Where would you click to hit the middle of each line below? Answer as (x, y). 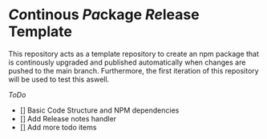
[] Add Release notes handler (68, 118)
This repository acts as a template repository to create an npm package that (133, 54)
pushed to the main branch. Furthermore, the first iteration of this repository (133, 70)
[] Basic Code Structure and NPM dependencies (99, 110)
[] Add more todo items (58, 127)
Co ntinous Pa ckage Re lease (104, 15)
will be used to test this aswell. (59, 79)
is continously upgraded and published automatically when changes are (127, 62)
